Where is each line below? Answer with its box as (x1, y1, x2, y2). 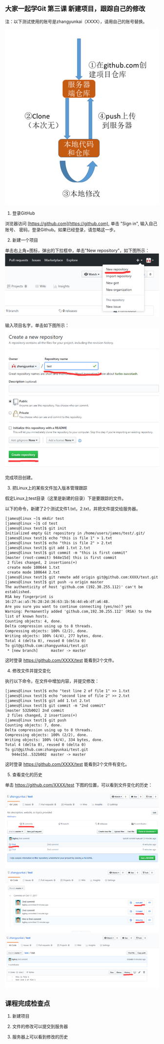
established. (5, 589, 32, 594)
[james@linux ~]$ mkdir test (5, 516, 64, 521)
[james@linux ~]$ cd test (5, 521, 58, 526)
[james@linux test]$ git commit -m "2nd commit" (5, 703, 106, 708)
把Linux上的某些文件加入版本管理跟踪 (12, 485, 88, 490)
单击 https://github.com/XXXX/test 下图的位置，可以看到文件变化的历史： (5, 782, 153, 788)
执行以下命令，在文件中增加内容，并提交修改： (5, 678, 99, 684)
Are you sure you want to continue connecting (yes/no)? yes (5, 604, 132, 609)
